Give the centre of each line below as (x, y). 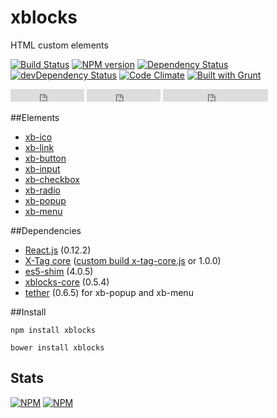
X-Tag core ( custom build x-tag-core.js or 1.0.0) (123, 260)
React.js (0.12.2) (58, 250)
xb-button (45, 158)
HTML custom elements (59, 45)
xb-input (42, 168)
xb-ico (38, 137)
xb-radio (42, 190)
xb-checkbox (52, 179)
